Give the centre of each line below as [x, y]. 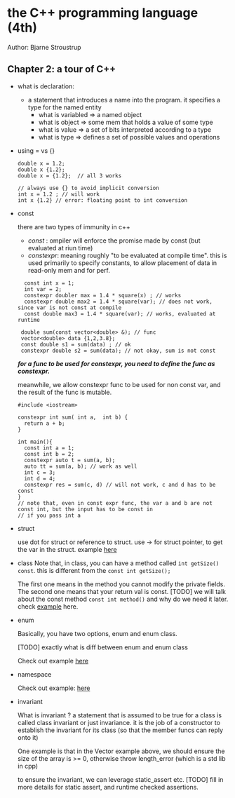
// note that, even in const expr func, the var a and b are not [115, 503]
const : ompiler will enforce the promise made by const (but [114, 241]
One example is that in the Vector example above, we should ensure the [121, 751]
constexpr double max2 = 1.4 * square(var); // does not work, [118, 302]
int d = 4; [40, 478]
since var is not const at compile [69, 307]
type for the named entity [65, 107]
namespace [34, 674]
